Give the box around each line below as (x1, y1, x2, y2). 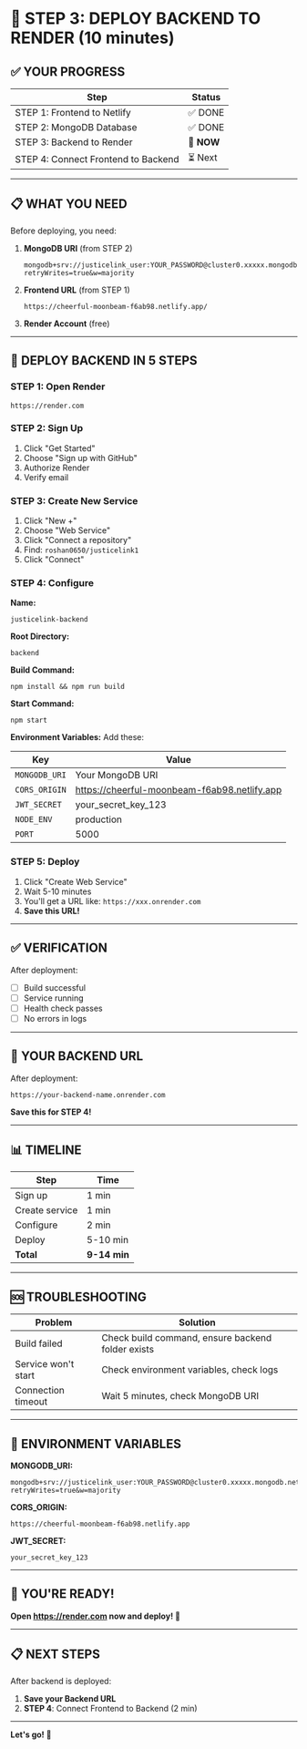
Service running (23, 993, 85, 1003)
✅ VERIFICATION (10, 941, 107, 956)
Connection (15, 1384, 65, 1397)
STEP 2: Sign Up (10, 422, 84, 435)
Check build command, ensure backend (100, 1332, 272, 1344)
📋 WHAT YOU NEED (10, 196, 128, 212)
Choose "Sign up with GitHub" (23, 452, 138, 463)
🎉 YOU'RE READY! (10, 1586, 115, 1602)
